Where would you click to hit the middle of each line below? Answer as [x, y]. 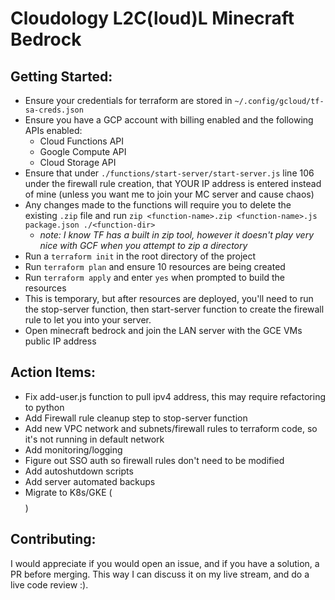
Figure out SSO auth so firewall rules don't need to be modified [154, 460]
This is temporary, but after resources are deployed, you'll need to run [169, 298]
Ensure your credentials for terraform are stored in [128, 100]
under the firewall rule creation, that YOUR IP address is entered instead [173, 183]
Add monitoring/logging [73, 449]
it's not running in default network [94, 439]
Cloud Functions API [82, 141]
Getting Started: [61, 76]
